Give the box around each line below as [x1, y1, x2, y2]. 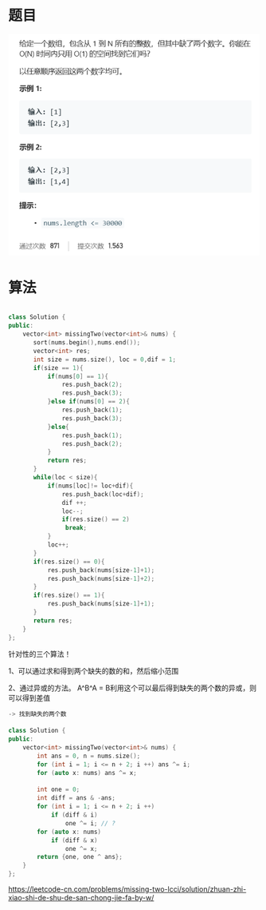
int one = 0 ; [37, 785, 80, 794]
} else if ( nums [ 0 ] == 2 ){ [47, 398, 130, 406]
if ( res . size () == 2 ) [61, 515, 130, 523]
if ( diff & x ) [50, 836, 98, 844]
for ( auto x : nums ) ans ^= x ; [37, 769, 137, 777]
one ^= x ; [65, 844, 98, 852]
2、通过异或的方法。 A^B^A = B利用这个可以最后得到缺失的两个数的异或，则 [8, 683, 257, 693]
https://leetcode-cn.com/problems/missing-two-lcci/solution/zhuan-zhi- [8, 884, 247, 894]
